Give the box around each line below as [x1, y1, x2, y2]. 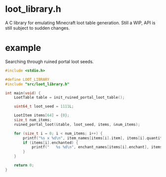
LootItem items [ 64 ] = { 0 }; [14, 113, 70, 118]
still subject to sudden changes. [5, 25, 70, 31]
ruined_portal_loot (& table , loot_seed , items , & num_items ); [14, 122, 140, 127]
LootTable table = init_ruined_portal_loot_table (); [14, 95, 125, 100]
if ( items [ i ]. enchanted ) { [23, 140, 79, 145]
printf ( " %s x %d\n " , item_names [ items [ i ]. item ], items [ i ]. [23, 136, 147, 141]
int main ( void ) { [5, 90, 41, 96]
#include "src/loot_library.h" [5, 81, 70, 87]
